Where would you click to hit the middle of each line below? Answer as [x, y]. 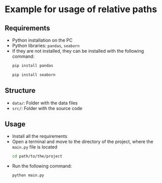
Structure [20, 90]
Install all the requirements [40, 136]
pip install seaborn [34, 75]
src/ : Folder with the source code [47, 108]
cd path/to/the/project [37, 156]
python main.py [28, 175]
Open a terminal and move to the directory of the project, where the [83, 142]
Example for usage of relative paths [81, 9]
